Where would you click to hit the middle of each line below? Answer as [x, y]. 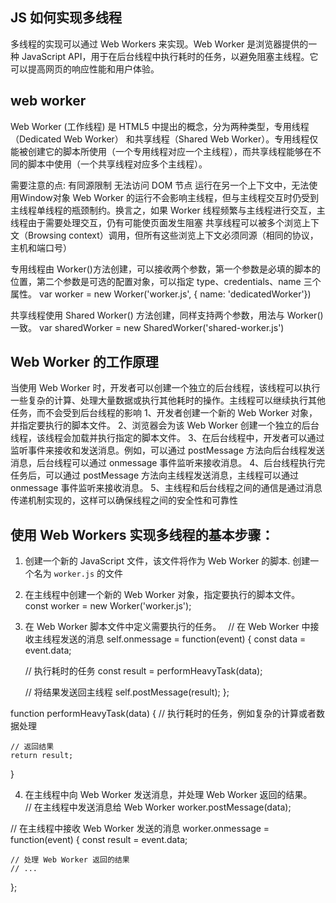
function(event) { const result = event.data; [99, 840]
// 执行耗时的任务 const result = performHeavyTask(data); [143, 671]
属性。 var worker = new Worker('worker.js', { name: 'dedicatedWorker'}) [161, 294]
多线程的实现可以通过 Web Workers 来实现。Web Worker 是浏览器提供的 [159, 44]
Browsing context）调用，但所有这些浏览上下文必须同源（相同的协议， [173, 235]
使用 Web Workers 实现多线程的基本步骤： [142, 534]
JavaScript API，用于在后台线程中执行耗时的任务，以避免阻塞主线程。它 [170, 56]
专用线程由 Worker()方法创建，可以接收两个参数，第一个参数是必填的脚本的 [165, 269]
